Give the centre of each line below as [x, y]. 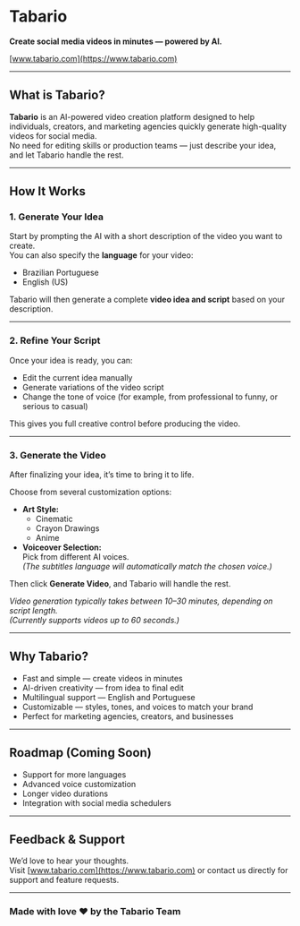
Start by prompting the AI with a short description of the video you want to [146, 236]
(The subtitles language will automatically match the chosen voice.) [147, 567]
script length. [33, 611]
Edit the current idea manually [77, 377]
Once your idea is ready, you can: [71, 360]
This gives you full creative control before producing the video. [125, 424]
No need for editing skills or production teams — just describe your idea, [143, 145]
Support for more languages [74, 774]
